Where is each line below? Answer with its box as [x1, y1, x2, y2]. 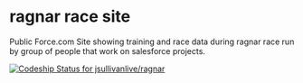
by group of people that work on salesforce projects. [9, 45, 206, 56]
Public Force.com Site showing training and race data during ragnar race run [9, 36, 295, 47]
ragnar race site [9, 6, 131, 27]
